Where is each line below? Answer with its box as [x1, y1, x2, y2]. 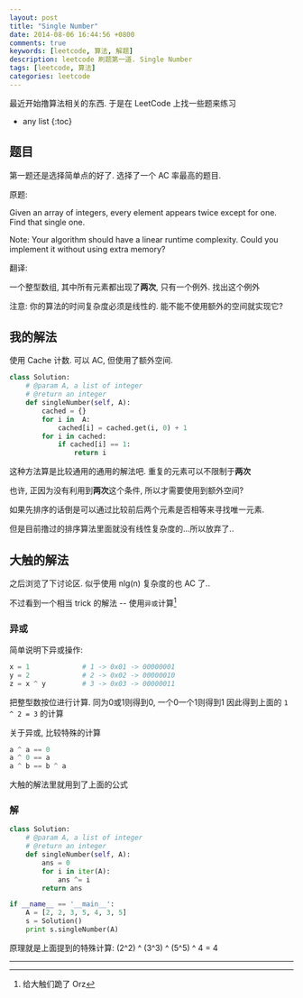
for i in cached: [41, 432, 106, 441]
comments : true [9, 38, 67, 48]
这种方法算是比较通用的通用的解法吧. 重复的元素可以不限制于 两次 [9, 466, 251, 477]
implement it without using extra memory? [9, 243, 166, 254]
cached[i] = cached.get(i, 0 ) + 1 [57, 423, 188, 433]
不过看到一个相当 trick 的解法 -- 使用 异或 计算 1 [9, 596, 178, 609]
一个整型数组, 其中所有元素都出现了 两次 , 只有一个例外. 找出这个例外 [9, 281, 260, 292]
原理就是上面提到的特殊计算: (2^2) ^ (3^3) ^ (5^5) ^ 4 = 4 [9, 942, 218, 953]
